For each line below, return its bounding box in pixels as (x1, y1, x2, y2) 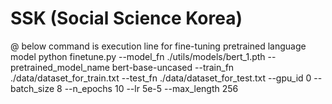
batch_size (10, 82, 55, 94)
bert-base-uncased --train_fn (111, 61, 235, 73)
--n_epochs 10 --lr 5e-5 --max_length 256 (64, 82, 239, 94)
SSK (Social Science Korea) (10, 7, 243, 30)
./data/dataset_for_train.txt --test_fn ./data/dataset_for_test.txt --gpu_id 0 (10, 72, 312, 84)
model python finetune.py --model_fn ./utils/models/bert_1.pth (10, 50, 266, 62)
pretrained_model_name (10, 61, 110, 73)
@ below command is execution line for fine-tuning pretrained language (10, 40, 307, 52)
